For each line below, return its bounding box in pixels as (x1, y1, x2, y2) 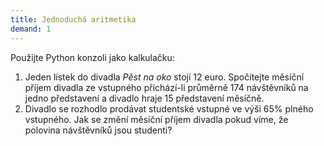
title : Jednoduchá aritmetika (10, 14, 137, 25)
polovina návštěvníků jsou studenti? (24, 124, 173, 136)
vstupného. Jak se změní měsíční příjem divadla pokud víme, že (24, 113, 289, 125)
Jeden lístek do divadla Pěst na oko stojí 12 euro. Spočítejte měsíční (24, 71, 305, 83)
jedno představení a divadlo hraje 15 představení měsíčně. (24, 92, 265, 104)
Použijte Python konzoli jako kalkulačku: (10, 51, 175, 63)
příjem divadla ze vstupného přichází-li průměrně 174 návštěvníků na (24, 81, 309, 93)
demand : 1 (10, 24, 52, 34)
